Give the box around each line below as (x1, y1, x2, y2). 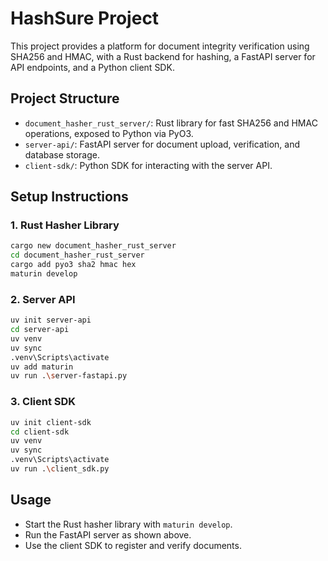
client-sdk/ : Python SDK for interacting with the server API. (24, 159, 273, 171)
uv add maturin (10, 362, 74, 372)
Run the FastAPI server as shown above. (24, 528, 192, 541)
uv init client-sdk (10, 417, 92, 427)
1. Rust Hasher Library (10, 218, 120, 232)
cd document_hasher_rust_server (10, 250, 145, 261)
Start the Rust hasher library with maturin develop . (24, 518, 233, 530)
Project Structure (10, 90, 120, 107)
